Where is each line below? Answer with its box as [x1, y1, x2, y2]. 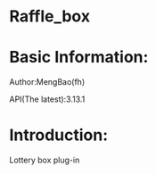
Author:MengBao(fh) [9, 77, 86, 87]
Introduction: [9, 125, 109, 145]
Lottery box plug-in [9, 154, 80, 166]
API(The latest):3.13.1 [9, 94, 86, 104]
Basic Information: [9, 47, 149, 68]
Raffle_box [9, 6, 91, 27]
